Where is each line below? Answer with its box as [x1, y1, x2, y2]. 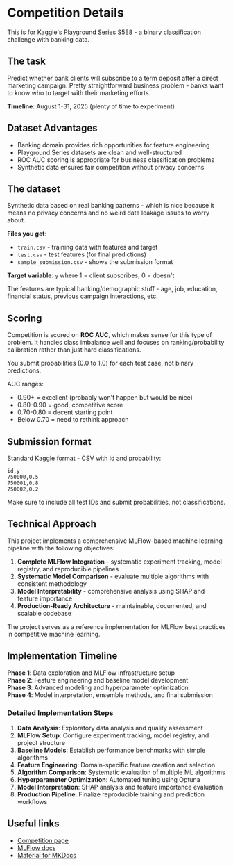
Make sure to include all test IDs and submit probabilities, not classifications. [7, 498, 225, 506]
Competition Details [7, 5, 125, 21]
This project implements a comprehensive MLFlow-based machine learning [7, 537, 223, 545]
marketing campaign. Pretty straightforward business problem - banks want [7, 81, 224, 90]
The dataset [7, 183, 60, 195]
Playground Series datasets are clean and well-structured [17, 148, 182, 156]
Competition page [17, 836, 69, 844]
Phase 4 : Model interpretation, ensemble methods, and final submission [7, 690, 213, 699]
